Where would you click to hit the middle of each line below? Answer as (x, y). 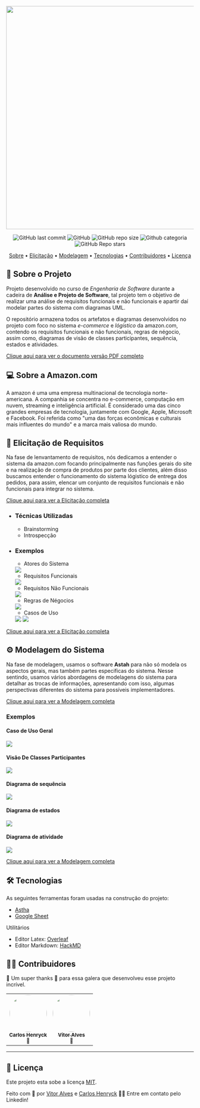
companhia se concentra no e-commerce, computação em (112, 399)
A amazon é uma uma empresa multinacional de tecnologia (79, 392)
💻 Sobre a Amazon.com (52, 375)
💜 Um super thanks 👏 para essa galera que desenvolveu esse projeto (91, 978)
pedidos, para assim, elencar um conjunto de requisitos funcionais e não (95, 483)
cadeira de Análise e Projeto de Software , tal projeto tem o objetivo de (93, 295)
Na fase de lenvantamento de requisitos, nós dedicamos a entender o (92, 457)
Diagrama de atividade (35, 837)
